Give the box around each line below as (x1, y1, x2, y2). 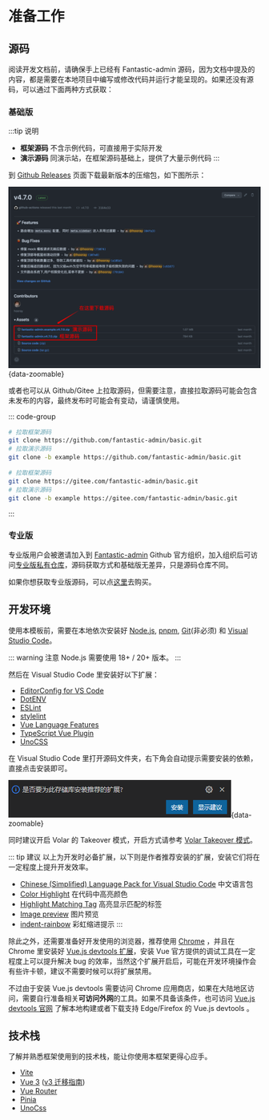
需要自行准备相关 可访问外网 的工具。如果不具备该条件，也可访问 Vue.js (22, 993, 255, 1003)
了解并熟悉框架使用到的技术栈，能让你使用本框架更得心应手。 (8, 1052, 212, 1061)
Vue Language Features (19, 719, 99, 730)
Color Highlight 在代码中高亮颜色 (19, 889, 128, 899)
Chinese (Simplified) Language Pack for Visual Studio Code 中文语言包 (19, 879, 254, 888)
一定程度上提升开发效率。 (8, 862, 93, 871)
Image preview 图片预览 (19, 909, 99, 919)
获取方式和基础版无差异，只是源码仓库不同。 (85, 560, 233, 569)
